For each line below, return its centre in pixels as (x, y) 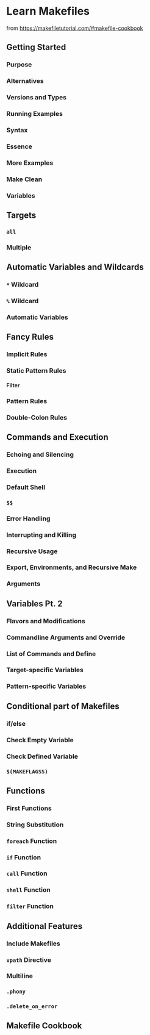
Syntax (17, 130)
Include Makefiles (33, 944)
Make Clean (24, 179)
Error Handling (28, 518)
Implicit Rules (27, 354)
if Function (24, 857)
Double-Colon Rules (37, 417)
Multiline (20, 976)
